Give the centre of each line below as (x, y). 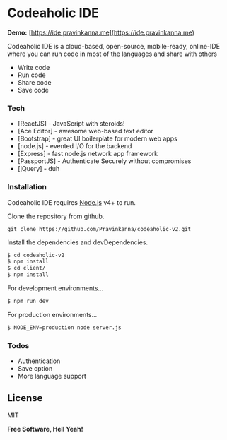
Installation (27, 187)
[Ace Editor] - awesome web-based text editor (85, 131)
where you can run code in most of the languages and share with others (112, 54)
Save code (33, 90)
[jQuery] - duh (39, 169)
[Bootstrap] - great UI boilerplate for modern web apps (98, 138)
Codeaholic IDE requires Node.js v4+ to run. (72, 202)
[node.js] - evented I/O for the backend (75, 146)
